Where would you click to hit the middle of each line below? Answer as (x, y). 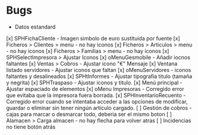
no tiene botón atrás (31, 127)
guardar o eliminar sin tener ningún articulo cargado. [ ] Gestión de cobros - (99, 108)
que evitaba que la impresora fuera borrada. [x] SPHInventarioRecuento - (96, 95)
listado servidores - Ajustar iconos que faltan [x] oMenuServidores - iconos (99, 70)
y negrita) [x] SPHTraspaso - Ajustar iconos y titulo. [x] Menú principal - (94, 82)
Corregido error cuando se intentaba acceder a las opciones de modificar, (97, 101)
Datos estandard (35, 27)
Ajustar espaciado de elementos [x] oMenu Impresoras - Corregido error (95, 89)
